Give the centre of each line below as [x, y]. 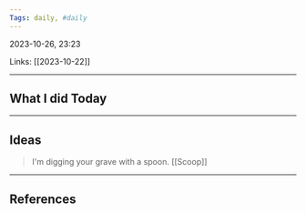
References [43, 199]
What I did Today [58, 99]
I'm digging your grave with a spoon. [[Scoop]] [119, 162]
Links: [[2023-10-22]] [50, 61]
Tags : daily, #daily [49, 18]
